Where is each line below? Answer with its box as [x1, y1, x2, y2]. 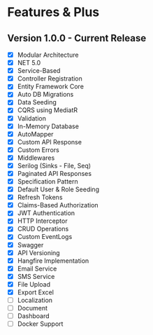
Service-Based [17, 67, 61, 75]
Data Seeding [17, 98, 57, 107]
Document [17, 304, 48, 312]
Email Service [17, 264, 57, 273]
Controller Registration [17, 74, 82, 83]
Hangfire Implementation [17, 257, 89, 265]
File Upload [17, 280, 51, 288]
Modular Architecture [17, 50, 79, 59]
